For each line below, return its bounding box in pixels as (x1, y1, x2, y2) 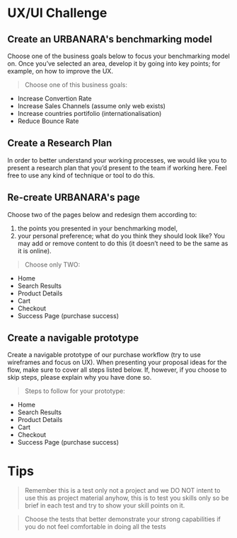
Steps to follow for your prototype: (24, 387, 125, 395)
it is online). (17, 246, 52, 255)
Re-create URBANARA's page (7, 192, 140, 204)
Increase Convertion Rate (17, 94, 92, 103)
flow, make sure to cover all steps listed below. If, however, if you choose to (7, 366, 227, 374)
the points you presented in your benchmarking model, (17, 224, 178, 233)
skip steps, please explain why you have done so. (7, 373, 152, 382)
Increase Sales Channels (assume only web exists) (17, 102, 166, 110)
